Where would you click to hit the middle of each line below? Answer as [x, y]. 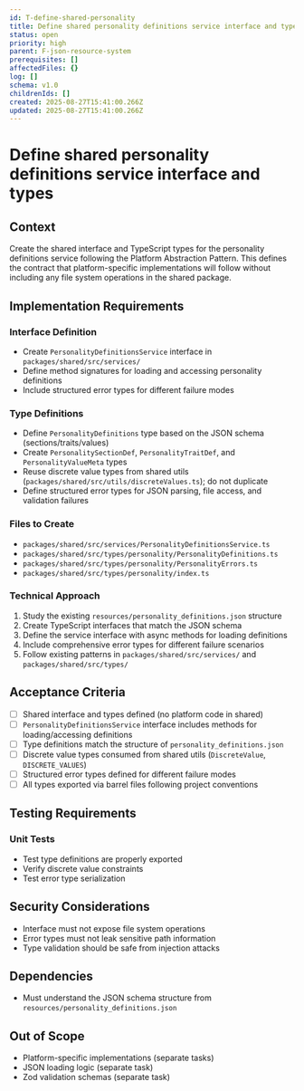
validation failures [55, 501]
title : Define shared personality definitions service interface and [143, 26]
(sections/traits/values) [66, 443]
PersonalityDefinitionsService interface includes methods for [140, 724]
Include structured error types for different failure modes [128, 389]
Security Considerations [80, 907]
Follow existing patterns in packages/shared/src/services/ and [139, 654]
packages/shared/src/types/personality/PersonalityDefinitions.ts [150, 554]
